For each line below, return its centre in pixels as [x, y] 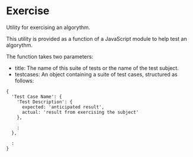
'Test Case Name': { [37, 97]
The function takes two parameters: [50, 56]
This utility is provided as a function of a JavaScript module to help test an [97, 39]
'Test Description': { [45, 102]
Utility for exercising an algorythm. [48, 27]
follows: [24, 81]
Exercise [28, 11]
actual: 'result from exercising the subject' [80, 112]
